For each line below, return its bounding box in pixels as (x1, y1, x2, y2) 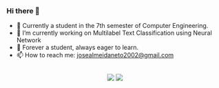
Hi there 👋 (6, 6, 41, 16)
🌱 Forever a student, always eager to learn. (16, 44, 139, 52)
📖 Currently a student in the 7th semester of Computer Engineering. (16, 22, 209, 30)
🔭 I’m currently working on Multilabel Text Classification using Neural (16, 29, 213, 37)
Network (16, 36, 42, 44)
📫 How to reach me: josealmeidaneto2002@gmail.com (16, 51, 174, 59)
